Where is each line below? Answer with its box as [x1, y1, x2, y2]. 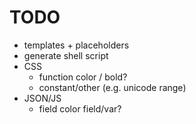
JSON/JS [23, 92, 62, 104]
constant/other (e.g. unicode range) [38, 81, 187, 93]
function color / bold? [38, 71, 128, 83]
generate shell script [23, 49, 109, 61]
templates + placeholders [23, 39, 130, 51]
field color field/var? [38, 102, 122, 115]
